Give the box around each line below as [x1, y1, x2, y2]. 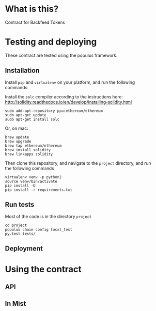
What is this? [5, 3, 59, 15]
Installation [5, 66, 40, 75]
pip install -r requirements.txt [5, 187, 73, 192]
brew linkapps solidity [5, 152, 53, 156]
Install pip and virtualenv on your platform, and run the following [5, 79, 135, 85]
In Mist [5, 299, 26, 308]
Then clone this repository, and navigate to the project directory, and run [5, 160, 151, 166]
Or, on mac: [5, 125, 28, 131]
